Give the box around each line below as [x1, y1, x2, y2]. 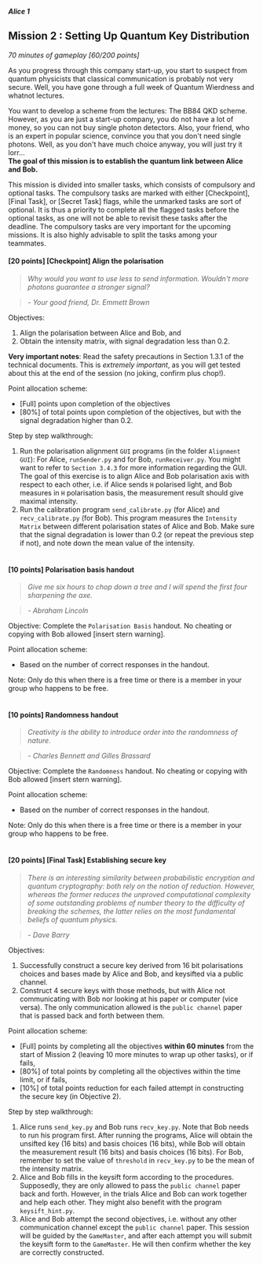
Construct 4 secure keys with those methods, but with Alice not [19, 985, 225, 995]
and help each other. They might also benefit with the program [19, 1197, 222, 1207]
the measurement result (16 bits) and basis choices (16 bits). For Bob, [19, 1147, 244, 1156]
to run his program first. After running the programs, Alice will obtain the [19, 1130, 253, 1140]
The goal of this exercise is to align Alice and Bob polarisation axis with [19, 472, 250, 481]
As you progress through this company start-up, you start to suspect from [8, 65, 247, 75]
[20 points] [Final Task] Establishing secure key [8, 855, 167, 865]
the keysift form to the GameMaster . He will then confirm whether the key [19, 1239, 251, 1248]
